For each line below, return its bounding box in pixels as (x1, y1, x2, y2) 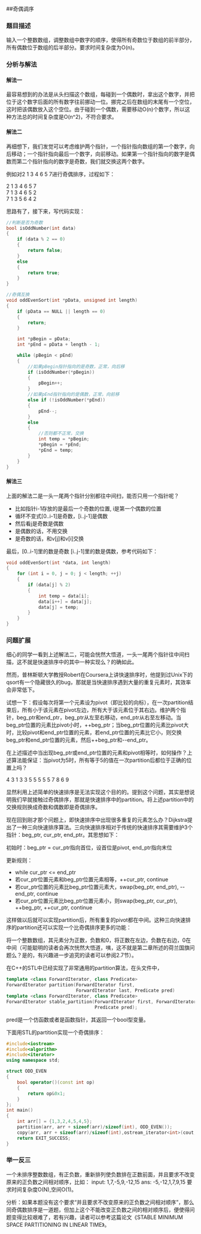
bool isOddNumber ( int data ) (6, 225, 77, 231)
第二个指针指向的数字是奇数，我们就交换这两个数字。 (16, 158, 148, 165)
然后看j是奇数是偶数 (14, 520, 64, 527)
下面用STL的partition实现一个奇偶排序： (6, 1028, 105, 1036)
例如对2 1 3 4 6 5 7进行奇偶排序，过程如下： (6, 170, 115, 178)
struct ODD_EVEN (6, 1068, 47, 1074)
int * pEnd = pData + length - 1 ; (17, 341, 100, 348)
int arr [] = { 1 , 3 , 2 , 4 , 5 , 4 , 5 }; (17, 1118, 93, 1124)
